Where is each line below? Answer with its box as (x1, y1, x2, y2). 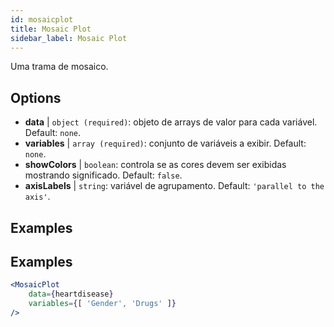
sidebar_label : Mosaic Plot (10, 33, 128, 43)
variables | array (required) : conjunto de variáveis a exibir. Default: (24, 137, 307, 150)
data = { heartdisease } (28, 289, 114, 300)
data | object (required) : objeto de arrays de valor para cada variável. (24, 116, 318, 128)
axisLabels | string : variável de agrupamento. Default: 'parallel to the (24, 180, 325, 192)
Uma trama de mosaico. (10, 61, 109, 73)
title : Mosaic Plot (10, 24, 92, 34)
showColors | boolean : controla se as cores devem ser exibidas (24, 159, 287, 171)
